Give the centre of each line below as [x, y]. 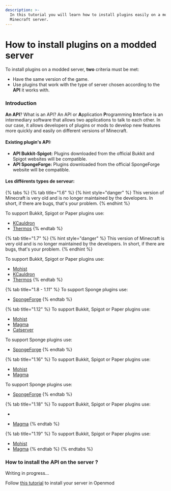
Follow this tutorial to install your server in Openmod [60, 483]
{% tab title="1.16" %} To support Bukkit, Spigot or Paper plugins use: [78, 359]
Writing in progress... [27, 473]
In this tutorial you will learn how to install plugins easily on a [85, 15]
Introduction [21, 103]
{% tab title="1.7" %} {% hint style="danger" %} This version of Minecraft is [85, 238]
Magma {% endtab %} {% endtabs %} [53, 449]
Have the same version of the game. [51, 79]
